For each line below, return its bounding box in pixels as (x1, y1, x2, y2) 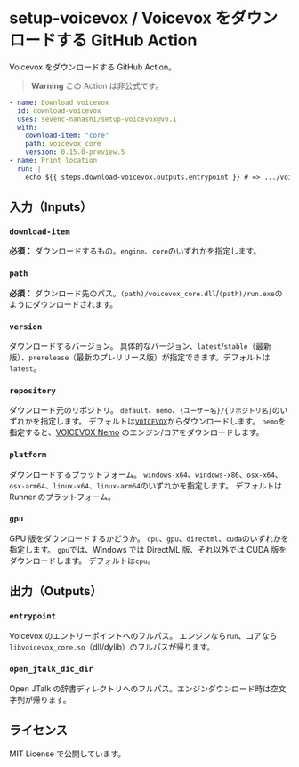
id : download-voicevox (17, 106, 101, 116)
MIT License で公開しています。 (9, 748, 126, 759)
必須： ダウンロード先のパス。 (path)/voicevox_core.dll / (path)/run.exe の (9, 287, 283, 298)
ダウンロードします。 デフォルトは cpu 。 (9, 555, 156, 566)
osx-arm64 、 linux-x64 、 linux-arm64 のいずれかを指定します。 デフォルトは (9, 480, 283, 490)
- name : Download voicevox (9, 98, 109, 107)
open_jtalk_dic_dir (9, 664, 93, 674)
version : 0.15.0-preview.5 (25, 148, 125, 157)
